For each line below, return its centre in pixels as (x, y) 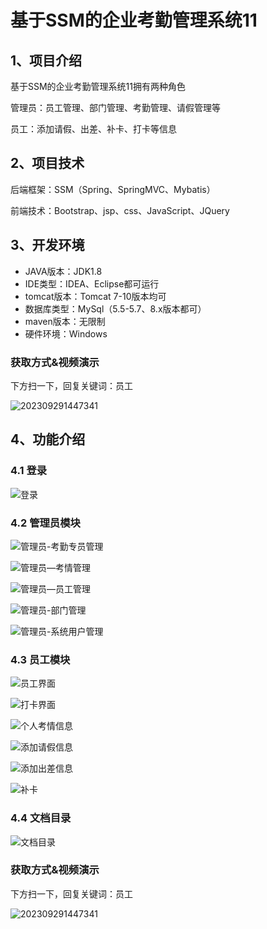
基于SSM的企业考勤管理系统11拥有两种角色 (98, 86)
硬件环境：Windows (66, 333)
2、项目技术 (47, 163)
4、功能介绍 (48, 439)
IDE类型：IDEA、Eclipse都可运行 (92, 283)
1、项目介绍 (46, 60)
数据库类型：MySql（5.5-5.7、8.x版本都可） (115, 308)
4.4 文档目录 (41, 818)
